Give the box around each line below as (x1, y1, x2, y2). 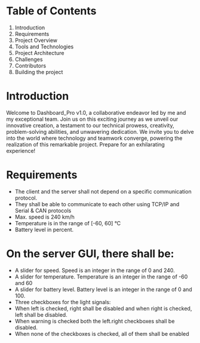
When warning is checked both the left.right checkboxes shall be (14, 317, 175, 324)
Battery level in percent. (14, 226, 74, 233)
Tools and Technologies (14, 43, 74, 50)
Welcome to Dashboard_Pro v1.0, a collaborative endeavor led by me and (6, 109, 186, 116)
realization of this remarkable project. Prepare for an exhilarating (6, 140, 165, 148)
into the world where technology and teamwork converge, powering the (6, 134, 183, 142)
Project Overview (14, 36, 58, 44)
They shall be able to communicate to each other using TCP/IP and (14, 200, 180, 207)
